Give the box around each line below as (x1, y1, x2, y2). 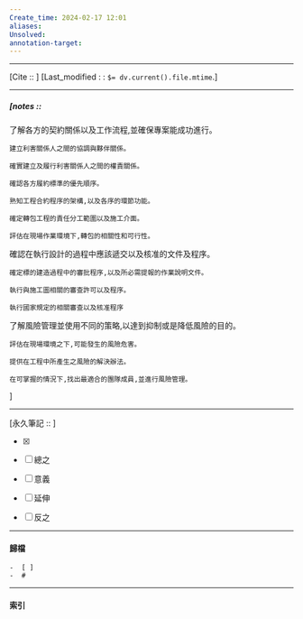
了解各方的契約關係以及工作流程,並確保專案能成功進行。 (9, 125, 218, 135)
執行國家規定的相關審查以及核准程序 (9, 303, 124, 312)
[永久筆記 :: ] (9, 418, 57, 429)
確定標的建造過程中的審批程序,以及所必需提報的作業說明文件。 (9, 268, 208, 278)
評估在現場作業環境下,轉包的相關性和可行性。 (9, 232, 155, 241)
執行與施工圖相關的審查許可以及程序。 (9, 286, 131, 295)
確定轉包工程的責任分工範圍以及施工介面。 (9, 214, 144, 224)
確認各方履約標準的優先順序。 (9, 180, 104, 189)
